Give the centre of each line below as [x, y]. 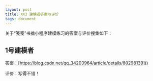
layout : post [18, 10]
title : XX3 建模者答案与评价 [32, 14]
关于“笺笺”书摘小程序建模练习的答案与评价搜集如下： [59, 33]
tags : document [21, 19]
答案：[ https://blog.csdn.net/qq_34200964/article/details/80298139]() [77, 63]
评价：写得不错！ [22, 74]
